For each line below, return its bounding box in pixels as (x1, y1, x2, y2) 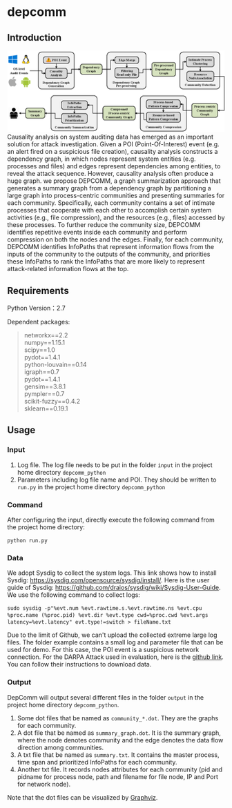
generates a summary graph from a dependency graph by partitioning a (7, 184, 212, 193)
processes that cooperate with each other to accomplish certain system (7, 206, 212, 215)
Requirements (7, 284, 69, 297)
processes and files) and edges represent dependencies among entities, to (7, 162, 221, 170)
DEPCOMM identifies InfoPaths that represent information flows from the (7, 243, 215, 251)
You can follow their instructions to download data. (7, 660, 152, 669)
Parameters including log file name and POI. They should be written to (17, 475, 217, 484)
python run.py (7, 537, 48, 544)
